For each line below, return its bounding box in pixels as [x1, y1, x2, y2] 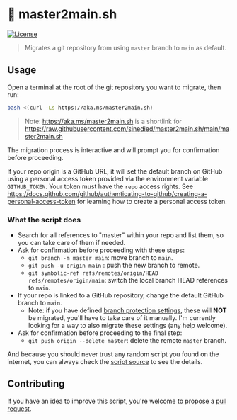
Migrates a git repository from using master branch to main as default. [24, 43, 227, 52]
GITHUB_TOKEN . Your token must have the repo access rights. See [7, 182, 193, 191]
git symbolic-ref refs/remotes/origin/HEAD [28, 269, 159, 277]
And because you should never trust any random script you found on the [7, 350, 219, 358]
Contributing [7, 378, 65, 390]
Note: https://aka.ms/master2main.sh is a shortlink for [24, 117, 183, 125]
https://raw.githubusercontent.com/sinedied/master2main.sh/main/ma [24, 124, 230, 133]
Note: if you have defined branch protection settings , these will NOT [28, 306, 227, 314]
